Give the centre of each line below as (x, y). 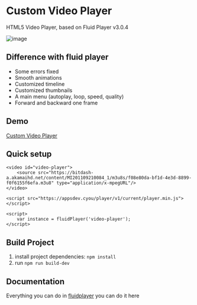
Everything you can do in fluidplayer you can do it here (73, 296)
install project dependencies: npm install (65, 257)
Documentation (35, 281)
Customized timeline (40, 84)
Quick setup (29, 154)
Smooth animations (38, 77)
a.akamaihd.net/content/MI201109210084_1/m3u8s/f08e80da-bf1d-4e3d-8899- (99, 178)
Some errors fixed (37, 71)
